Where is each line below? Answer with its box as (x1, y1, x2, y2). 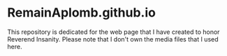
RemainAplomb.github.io (7, 5, 156, 21)
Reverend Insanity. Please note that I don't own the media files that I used (7, 35, 219, 43)
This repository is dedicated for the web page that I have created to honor (7, 28, 220, 36)
